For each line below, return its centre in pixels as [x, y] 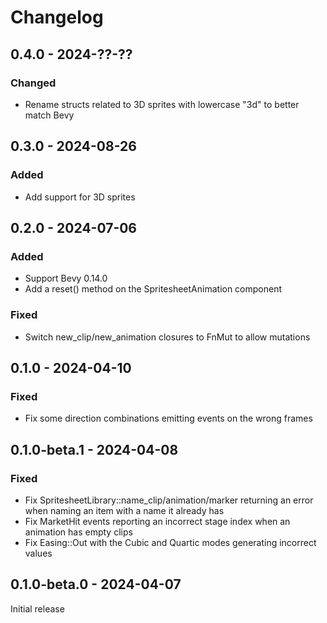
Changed [33, 83]
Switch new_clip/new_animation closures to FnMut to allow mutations [167, 337]
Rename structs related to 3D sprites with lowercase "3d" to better [162, 104]
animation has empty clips [78, 532]
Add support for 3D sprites [80, 197]
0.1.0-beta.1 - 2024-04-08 [94, 449]
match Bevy [49, 115]
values [38, 553]
